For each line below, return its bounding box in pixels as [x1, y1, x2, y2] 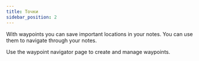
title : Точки [6, 8, 39, 15]
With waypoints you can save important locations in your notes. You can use [6, 30, 193, 37]
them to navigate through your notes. [6, 37, 97, 44]
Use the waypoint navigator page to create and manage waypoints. [6, 48, 170, 55]
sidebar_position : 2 [6, 14, 58, 20]
